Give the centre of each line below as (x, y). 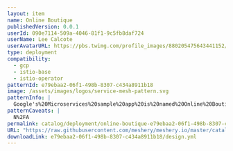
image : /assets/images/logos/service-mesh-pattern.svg (88, 91)
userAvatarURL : (29, 46)
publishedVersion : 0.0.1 (43, 26)
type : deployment (32, 53)
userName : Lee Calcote (40, 40)
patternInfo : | (29, 98)
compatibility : (29, 59)
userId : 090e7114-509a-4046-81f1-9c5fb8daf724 (76, 33)
